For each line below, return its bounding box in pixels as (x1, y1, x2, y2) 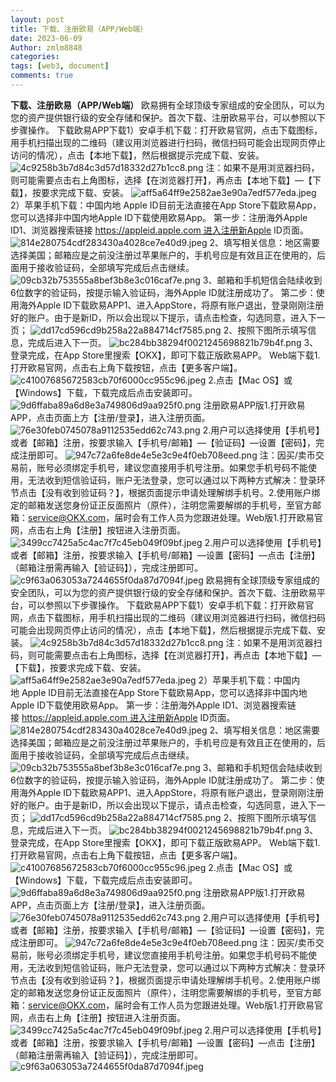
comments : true (10, 71, 74, 81)
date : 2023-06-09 (10, 33, 83, 43)
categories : (10, 52, 60, 62)
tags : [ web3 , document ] (10, 61, 110, 71)
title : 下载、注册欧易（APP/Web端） (10, 24, 148, 34)
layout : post (10, 14, 65, 25)
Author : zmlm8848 (10, 42, 83, 53)
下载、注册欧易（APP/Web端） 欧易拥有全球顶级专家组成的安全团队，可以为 (10, 99, 326, 111)
